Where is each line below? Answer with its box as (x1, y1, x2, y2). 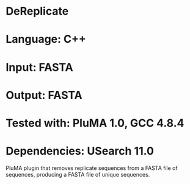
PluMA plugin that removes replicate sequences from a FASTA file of (5, 164, 178, 172)
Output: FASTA (5, 88, 83, 102)
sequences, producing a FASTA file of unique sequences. (5, 171, 150, 178)
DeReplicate (5, 4, 69, 18)
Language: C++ (5, 32, 86, 46)
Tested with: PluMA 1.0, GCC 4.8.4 (5, 116, 185, 130)
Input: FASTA (5, 60, 74, 74)
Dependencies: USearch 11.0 (5, 144, 154, 158)
